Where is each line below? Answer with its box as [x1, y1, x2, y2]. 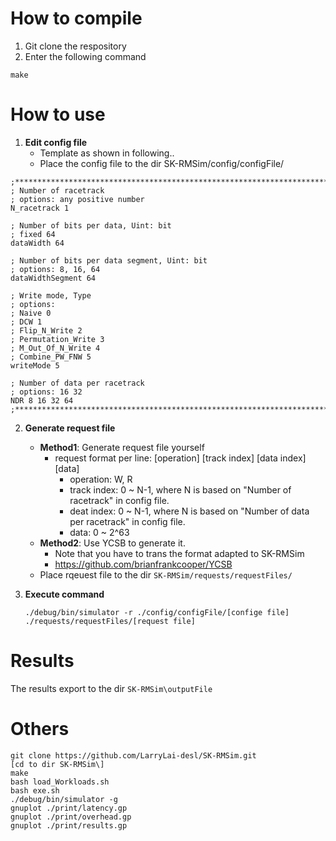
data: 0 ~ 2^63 [69, 526, 130, 538]
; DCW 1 [10, 317, 43, 327]
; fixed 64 [10, 229, 56, 239]
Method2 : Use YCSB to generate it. [39, 537, 186, 549]
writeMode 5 [10, 360, 60, 371]
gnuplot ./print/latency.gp [10, 803, 128, 813]
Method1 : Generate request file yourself [39, 441, 205, 453]
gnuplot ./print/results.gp [10, 820, 128, 831]
